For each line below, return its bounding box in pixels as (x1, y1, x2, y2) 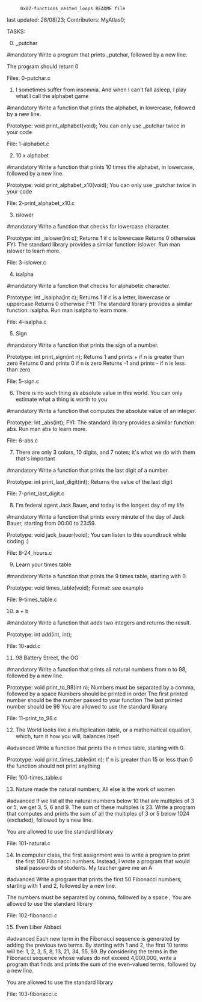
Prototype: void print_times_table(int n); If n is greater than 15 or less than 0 (7, 756, 193, 763)
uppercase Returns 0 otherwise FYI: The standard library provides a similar (7, 301, 193, 307)
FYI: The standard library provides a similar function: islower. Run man (7, 241, 180, 248)
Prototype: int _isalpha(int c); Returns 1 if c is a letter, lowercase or (7, 294, 171, 301)
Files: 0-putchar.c (7, 75, 50, 81)
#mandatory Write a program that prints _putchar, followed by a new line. (7, 51, 188, 58)
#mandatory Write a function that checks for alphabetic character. (7, 283, 171, 289)
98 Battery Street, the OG (15, 654, 79, 661)
